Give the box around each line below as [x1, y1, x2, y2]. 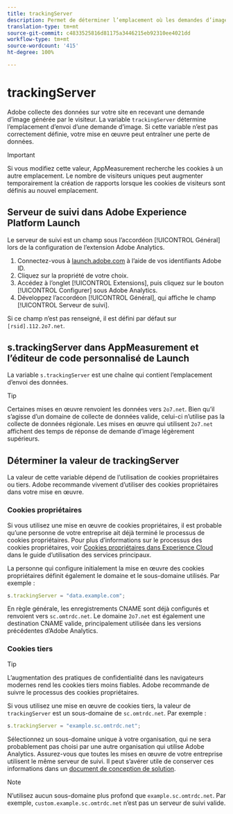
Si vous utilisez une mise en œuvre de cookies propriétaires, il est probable [7, 521, 222, 529]
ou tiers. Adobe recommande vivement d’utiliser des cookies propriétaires [7, 480, 218, 489]
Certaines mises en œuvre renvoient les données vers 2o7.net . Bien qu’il [7, 405, 215, 414]
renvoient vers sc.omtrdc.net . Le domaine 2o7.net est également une [7, 612, 206, 620]
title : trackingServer [7, 10, 73, 17]
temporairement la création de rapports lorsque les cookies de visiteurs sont [7, 178, 225, 187]
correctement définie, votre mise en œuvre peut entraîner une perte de [7, 130, 210, 138]
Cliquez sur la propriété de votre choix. [17, 271, 129, 280]
